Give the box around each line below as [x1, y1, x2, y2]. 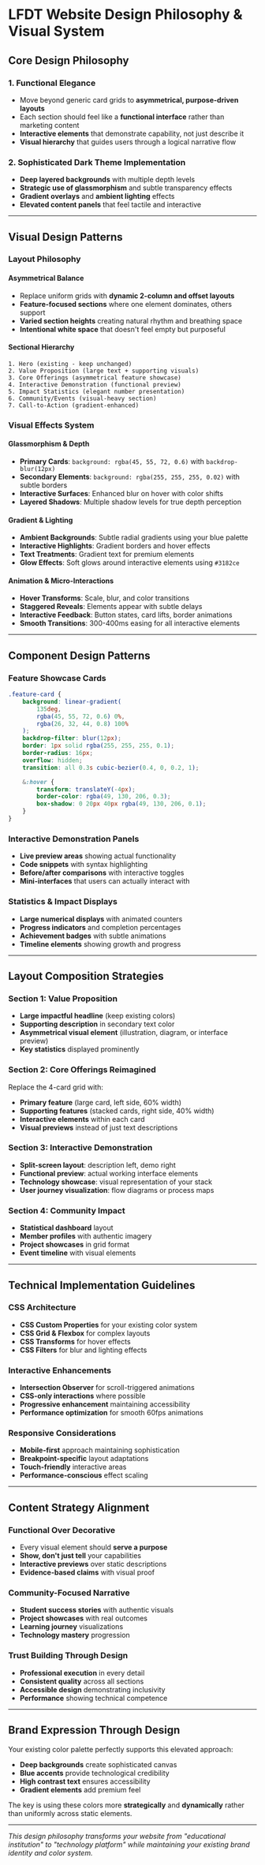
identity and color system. [8, 1848, 93, 1857]
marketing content [19, 120, 80, 129]
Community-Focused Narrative [8, 1587, 130, 1598]
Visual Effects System [8, 420, 95, 431]
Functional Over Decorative [8, 1524, 116, 1535]
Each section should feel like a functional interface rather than [19, 112, 225, 121]
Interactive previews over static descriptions [19, 1560, 167, 1569]
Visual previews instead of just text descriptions [19, 1123, 178, 1132]
